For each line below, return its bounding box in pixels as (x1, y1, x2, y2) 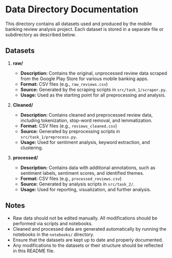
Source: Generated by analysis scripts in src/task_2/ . (20, 181, 135, 187)
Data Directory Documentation (5, 4, 139, 15)
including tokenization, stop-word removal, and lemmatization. (20, 117, 152, 123)
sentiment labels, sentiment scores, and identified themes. (20, 170, 144, 176)
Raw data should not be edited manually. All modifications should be (12, 215, 158, 221)
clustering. (20, 144, 43, 151)
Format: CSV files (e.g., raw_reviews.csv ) (20, 81, 108, 87)
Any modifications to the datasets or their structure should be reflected (12, 242, 163, 248)
